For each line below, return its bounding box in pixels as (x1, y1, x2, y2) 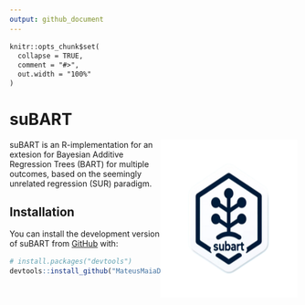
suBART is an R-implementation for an (9, 139, 153, 150)
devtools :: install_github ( (9, 267, 112, 276)
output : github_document (9, 15, 104, 24)
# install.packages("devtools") (9, 257, 132, 267)
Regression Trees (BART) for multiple (9, 158, 150, 169)
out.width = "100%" (17, 69, 92, 79)
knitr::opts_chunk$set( (9, 42, 100, 51)
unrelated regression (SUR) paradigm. (9, 178, 152, 189)
